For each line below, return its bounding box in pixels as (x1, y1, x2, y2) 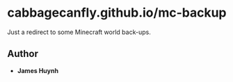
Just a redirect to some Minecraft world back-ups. (7, 28, 151, 36)
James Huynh (17, 66, 59, 74)
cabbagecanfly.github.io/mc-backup (7, 5, 227, 21)
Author (7, 48, 38, 60)
